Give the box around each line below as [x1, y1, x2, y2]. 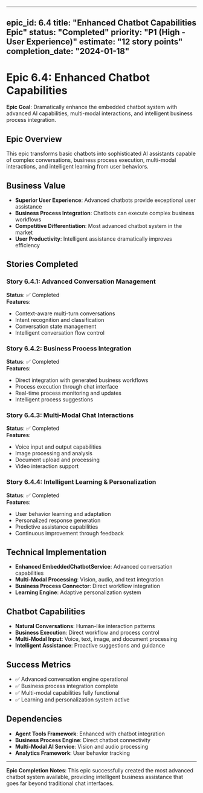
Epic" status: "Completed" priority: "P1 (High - [6, 27, 186, 38]
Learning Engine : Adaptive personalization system [14, 589, 142, 596]
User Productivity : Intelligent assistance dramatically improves [14, 235, 172, 243]
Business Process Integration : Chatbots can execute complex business [14, 209, 195, 216]
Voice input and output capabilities [14, 443, 101, 450]
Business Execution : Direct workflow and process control [14, 629, 159, 637]
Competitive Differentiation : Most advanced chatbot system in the [14, 222, 182, 229]
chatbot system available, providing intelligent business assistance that [6, 773, 183, 780]
